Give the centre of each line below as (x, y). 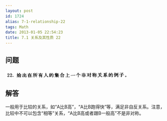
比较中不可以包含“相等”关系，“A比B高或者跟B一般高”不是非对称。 (75, 113)
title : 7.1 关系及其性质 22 (33, 38)
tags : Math (17, 27)
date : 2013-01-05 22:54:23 (34, 32)
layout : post (19, 11)
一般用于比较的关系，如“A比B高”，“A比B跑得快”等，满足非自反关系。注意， (85, 107)
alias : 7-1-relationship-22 (35, 21)
